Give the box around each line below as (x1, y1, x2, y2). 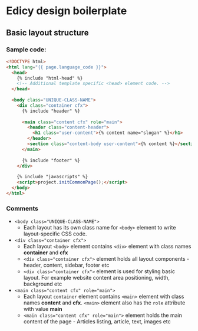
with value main (23, 306, 63, 313)
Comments (6, 204, 38, 212)
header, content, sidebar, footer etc (23, 261, 110, 269)
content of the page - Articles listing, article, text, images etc (23, 318, 171, 325)
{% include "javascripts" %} (16, 174, 88, 180)
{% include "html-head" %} (16, 75, 83, 81)
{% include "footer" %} (21, 158, 81, 163)
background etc (23, 280, 62, 287)
